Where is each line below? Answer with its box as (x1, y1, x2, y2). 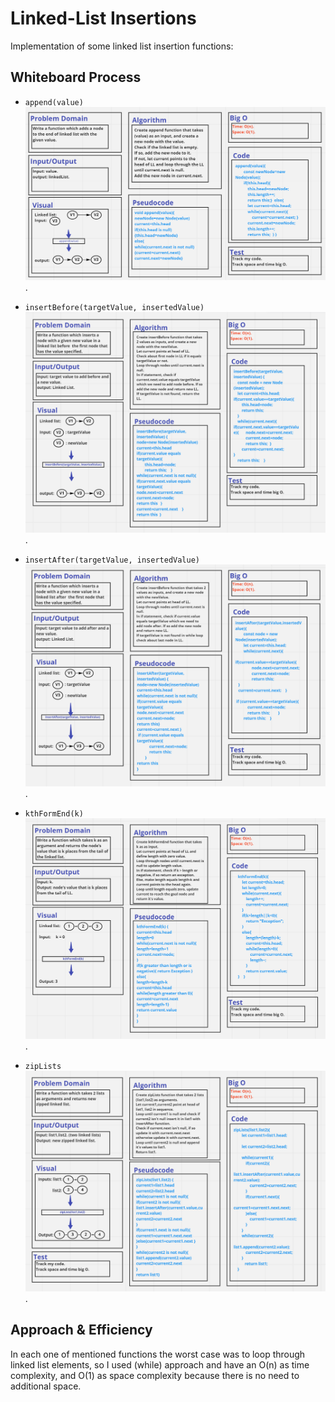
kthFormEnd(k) (24, 808, 84, 819)
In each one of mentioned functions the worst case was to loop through (10, 1348, 306, 1360)
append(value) (24, 97, 84, 107)
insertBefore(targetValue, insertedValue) (24, 302, 205, 312)
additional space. (10, 1380, 82, 1392)
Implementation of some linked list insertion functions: (10, 40, 234, 52)
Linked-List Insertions (10, 7, 197, 30)
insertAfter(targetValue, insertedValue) (24, 555, 200, 565)
